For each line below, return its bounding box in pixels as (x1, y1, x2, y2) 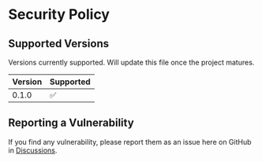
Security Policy (8, 6, 110, 24)
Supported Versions (8, 37, 109, 50)
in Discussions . (8, 145, 58, 155)
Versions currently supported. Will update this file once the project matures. (8, 57, 255, 67)
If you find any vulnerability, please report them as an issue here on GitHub (8, 137, 252, 146)
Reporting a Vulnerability (8, 116, 134, 130)
